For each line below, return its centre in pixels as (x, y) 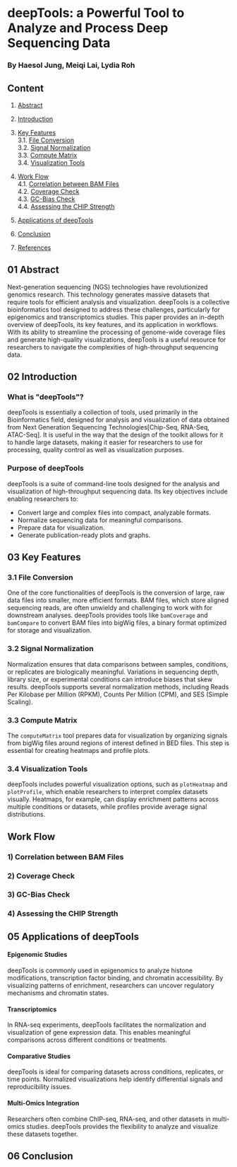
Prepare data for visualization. (61, 527)
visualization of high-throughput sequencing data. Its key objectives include (117, 491)
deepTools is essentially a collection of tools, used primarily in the (103, 413)
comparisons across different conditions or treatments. (87, 1040)
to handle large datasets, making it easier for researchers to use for (105, 442)
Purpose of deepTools (46, 468)
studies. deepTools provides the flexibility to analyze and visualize (122, 1126)
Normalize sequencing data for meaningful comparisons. (100, 520)
